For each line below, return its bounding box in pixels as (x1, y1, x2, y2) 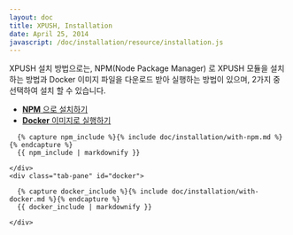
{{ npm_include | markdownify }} (17, 148, 141, 158)
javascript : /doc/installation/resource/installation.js (9, 37, 224, 47)
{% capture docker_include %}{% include (17, 187, 168, 196)
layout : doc (9, 12, 53, 22)
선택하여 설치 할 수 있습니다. (9, 85, 106, 96)
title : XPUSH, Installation (9, 21, 113, 30)
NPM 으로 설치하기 (21, 104, 89, 115)
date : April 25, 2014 (9, 29, 89, 38)
